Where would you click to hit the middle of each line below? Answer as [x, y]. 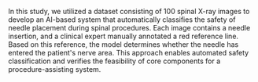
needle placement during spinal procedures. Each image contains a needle [129, 28]
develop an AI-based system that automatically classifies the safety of [122, 20]
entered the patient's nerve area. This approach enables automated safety [129, 53]
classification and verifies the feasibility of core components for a [114, 61]
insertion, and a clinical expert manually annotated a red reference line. [123, 36]
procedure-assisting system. [55, 69]
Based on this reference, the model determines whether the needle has [123, 45]
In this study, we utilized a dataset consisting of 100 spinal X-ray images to [129, 11]
